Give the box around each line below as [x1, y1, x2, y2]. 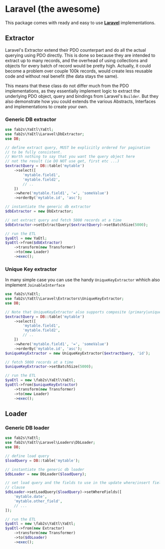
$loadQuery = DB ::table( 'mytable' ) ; [5, 458, 80, 463]
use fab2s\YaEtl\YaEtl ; [5, 127, 54, 132]
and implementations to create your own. [5, 103, 88, 109]
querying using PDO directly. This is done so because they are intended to [5, 52, 156, 58]
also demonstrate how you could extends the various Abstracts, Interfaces [5, 98, 156, 104]
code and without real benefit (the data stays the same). [5, 73, 119, 79]
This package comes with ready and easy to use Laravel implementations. [5, 20, 156, 26]
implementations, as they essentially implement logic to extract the [5, 88, 140, 94]
